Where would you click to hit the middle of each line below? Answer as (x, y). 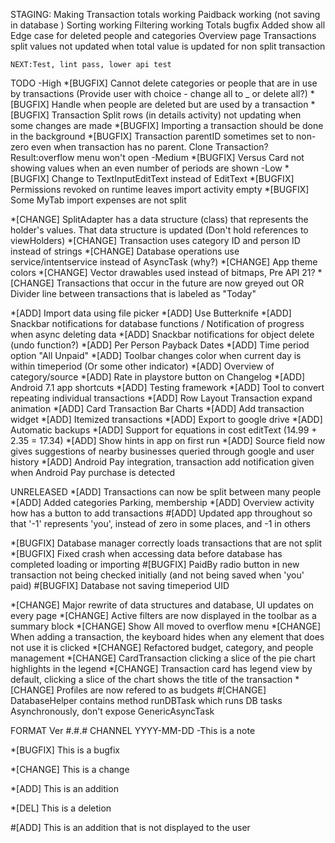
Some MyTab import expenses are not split (98, 200)
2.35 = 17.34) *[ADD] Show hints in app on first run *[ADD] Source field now (168, 440)
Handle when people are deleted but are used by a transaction (180, 104)
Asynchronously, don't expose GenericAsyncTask (112, 711)
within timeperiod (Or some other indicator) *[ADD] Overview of (142, 366)
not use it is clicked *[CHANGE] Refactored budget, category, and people (162, 647)
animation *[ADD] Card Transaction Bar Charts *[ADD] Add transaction (157, 408)
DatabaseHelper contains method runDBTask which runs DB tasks (146, 700)
